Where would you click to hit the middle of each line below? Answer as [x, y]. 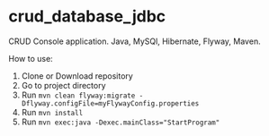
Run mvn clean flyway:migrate [78, 95]
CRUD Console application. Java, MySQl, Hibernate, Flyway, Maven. [135, 41]
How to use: [31, 58]
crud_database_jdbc [87, 17]
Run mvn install [52, 112]
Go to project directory [63, 85]
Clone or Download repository [77, 76]
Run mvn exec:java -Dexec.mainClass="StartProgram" [121, 122]
